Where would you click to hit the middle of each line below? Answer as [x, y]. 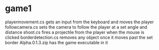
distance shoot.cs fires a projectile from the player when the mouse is [75, 32]
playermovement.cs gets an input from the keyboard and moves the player [79, 22]
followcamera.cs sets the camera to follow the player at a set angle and [76, 27]
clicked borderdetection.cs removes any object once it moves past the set [79, 37]
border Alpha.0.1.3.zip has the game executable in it [56, 42]
